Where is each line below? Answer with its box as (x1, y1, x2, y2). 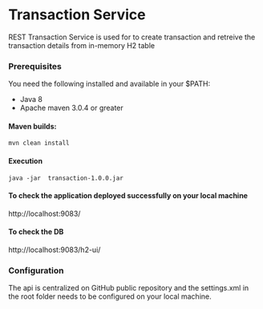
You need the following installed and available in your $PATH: (8, 79, 211, 89)
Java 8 (19, 95, 42, 104)
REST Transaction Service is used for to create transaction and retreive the (8, 32, 256, 42)
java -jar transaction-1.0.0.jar (8, 174, 124, 182)
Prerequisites (8, 60, 62, 71)
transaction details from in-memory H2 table (8, 40, 155, 50)
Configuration (8, 265, 64, 276)
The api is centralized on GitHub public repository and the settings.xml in (8, 283, 249, 293)
